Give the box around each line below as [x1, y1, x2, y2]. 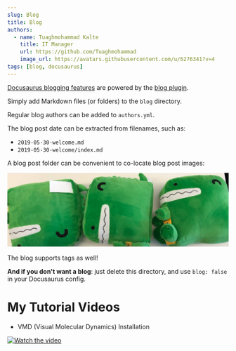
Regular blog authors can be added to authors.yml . [7, 110, 155, 119]
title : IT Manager [20, 41, 74, 48]
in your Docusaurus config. [7, 274, 86, 283]
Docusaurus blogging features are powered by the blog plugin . [7, 83, 189, 91]
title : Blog [7, 18, 42, 26]
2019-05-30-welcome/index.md [17, 146, 103, 154]
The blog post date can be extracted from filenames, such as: [7, 124, 186, 133]
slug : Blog [7, 11, 39, 18]
